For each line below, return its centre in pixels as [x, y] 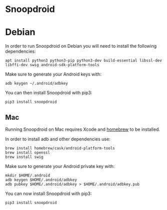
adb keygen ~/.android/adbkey [37, 84]
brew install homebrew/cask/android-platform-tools [60, 148]
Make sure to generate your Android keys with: [53, 74]
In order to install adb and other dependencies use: [58, 139]
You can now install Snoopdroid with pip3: [48, 193]
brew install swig [24, 157]
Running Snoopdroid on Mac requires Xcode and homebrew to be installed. [82, 129]
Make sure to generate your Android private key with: [60, 166]
